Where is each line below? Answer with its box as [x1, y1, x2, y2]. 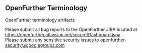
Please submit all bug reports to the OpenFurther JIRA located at [5, 26, 138, 32]
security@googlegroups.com [5, 42, 65, 48]
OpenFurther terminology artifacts [5, 17, 75, 23]
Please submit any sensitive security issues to [5, 37, 99, 43]
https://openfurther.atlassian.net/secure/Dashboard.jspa [5, 31, 121, 37]
